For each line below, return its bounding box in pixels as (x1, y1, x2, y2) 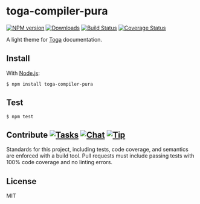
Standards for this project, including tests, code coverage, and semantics (6, 146, 189, 153)
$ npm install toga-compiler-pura (6, 81, 94, 87)
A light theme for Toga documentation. (6, 36, 103, 43)
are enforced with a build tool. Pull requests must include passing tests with (6, 152, 195, 159)
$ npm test (6, 113, 34, 120)
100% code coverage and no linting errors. (6, 159, 113, 166)
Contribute (6, 130, 48, 140)
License (6, 176, 37, 186)
